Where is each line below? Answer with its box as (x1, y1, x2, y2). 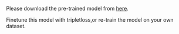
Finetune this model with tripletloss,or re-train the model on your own (6, 16, 174, 23)
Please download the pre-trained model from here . (6, 5, 129, 12)
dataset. (6, 23, 26, 29)
